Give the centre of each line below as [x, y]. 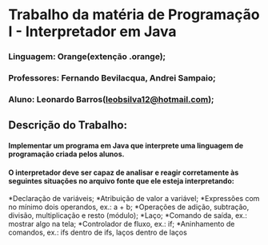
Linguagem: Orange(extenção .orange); [87, 57]
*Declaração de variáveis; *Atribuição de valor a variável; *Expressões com [134, 199]
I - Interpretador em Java [93, 32]
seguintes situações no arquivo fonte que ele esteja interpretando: [121, 180]
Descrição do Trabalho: [68, 125]
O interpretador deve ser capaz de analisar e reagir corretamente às [124, 172]
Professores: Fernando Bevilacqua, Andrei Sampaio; [112, 78]
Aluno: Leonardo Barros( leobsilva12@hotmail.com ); [111, 99]
